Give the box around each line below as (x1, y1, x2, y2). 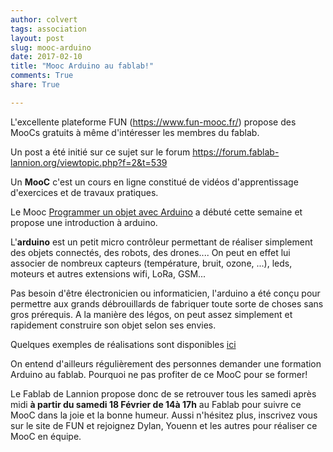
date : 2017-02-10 (10, 52, 83, 62)
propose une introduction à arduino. (10, 216, 158, 228)
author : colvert (10, 14, 78, 25)
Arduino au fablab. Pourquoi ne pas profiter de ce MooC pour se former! (10, 368, 308, 380)
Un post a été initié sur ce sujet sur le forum (10, 146, 191, 158)
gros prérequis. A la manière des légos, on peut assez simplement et (10, 308, 293, 320)
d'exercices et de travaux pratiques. (10, 186, 159, 198)
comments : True (10, 71, 74, 81)
